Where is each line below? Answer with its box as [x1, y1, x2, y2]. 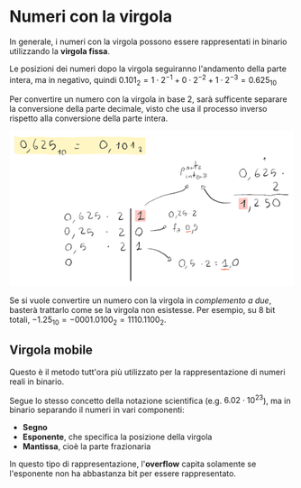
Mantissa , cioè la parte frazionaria [22, 441, 151, 452]
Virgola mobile [9, 343, 93, 358]
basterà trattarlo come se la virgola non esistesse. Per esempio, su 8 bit [9, 305, 276, 316]
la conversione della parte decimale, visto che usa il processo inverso [9, 104, 268, 115]
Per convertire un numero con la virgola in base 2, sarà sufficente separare [9, 94, 287, 105]
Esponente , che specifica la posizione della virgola [22, 431, 213, 443]
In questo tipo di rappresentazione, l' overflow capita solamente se [9, 458, 257, 470]
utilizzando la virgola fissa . [9, 45, 111, 56]
